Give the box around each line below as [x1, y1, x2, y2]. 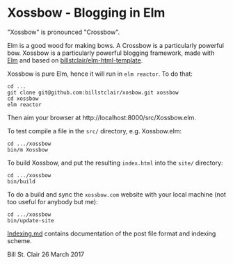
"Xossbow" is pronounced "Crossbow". [7, 28, 120, 36]
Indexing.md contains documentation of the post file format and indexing [7, 229, 216, 238]
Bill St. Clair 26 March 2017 [7, 250, 85, 258]
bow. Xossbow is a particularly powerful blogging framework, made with [7, 49, 215, 57]
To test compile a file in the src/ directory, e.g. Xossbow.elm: [7, 126, 182, 135]
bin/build [7, 178, 36, 185]
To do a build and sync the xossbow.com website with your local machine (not [7, 190, 226, 199]
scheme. [7, 236, 33, 245]
